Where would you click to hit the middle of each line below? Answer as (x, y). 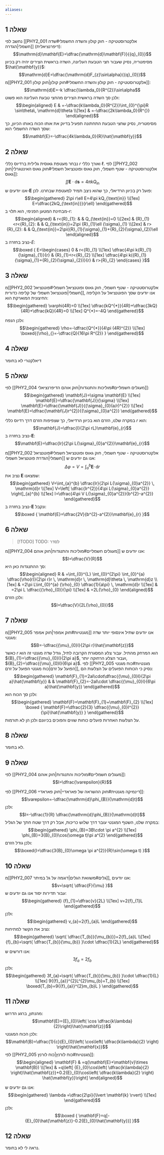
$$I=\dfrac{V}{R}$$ (82, 559)
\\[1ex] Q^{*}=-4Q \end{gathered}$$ (107, 311)
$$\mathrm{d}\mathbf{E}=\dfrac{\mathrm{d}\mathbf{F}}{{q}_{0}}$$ (82, 54)
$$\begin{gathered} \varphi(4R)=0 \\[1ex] (49, 305)
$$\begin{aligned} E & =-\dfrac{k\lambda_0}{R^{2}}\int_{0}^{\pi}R (82, 106)
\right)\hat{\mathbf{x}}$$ (82, 1047)
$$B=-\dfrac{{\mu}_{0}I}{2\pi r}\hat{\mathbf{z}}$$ (82, 645)
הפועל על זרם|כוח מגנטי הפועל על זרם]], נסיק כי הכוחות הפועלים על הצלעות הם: (79, 669)
